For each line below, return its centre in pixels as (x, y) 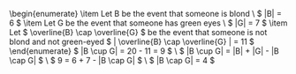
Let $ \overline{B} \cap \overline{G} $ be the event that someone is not (138, 32)
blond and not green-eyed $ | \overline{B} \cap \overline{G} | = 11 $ (132, 41)
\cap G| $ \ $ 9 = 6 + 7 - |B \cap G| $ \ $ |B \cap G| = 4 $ (112, 60)
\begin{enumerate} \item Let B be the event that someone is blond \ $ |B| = (146, 14)
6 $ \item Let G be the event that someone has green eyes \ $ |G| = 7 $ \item (148, 23)
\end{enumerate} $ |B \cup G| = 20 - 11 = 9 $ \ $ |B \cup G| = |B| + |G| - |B (144, 51)
